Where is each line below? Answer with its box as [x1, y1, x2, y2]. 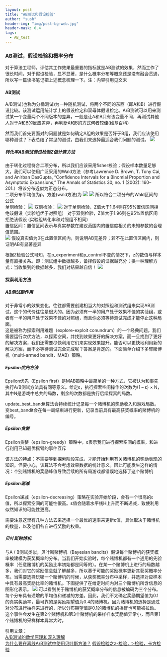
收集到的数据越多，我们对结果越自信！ [18, 264, 97, 270]
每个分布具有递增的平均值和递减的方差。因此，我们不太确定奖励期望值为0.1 [5, 592, 159, 598]
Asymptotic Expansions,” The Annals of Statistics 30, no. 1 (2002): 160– [5, 179, 152, 185]
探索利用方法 [5, 276, 31, 282]
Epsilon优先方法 [5, 364, 39, 370]
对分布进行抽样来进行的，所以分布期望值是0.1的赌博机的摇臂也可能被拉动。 [5, 605, 159, 611]
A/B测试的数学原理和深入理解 [5, 634, 66, 640]
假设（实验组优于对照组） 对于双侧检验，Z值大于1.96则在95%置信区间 [13, 210, 158, 216]
